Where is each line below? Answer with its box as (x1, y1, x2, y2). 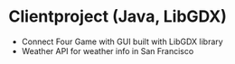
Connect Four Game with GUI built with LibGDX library (21, 36, 223, 47)
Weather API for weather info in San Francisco (21, 45, 194, 56)
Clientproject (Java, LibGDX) (8, 6, 228, 27)
